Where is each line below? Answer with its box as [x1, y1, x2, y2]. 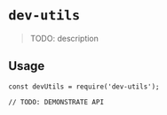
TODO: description [29, 33, 99, 43]
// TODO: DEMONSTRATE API [8, 97, 104, 106]
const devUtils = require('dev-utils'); [8, 82, 161, 91]
